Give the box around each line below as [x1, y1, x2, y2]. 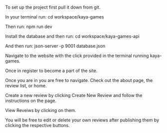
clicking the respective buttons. [5, 122, 70, 128]
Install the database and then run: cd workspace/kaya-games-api [5, 33, 140, 39]
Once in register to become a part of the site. [5, 67, 98, 73]
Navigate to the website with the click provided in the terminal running [5, 52, 149, 58]
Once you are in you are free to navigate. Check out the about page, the [5, 77, 153, 83]
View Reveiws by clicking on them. [5, 107, 76, 113]
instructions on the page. [5, 97, 57, 103]
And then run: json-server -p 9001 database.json [5, 43, 106, 49]
